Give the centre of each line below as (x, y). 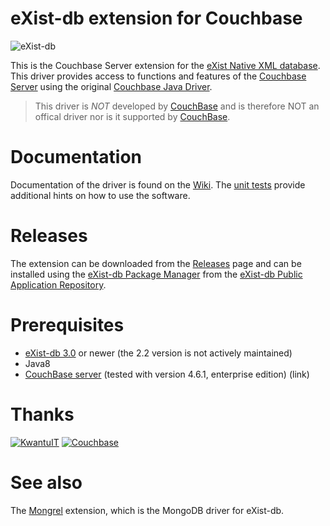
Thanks (42, 414)
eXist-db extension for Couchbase (156, 18)
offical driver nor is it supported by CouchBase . (132, 116)
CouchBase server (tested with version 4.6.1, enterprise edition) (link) (167, 374)
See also (46, 482)
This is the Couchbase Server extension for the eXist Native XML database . (165, 65)
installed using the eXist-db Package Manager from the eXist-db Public (156, 274)
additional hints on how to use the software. (100, 195)
